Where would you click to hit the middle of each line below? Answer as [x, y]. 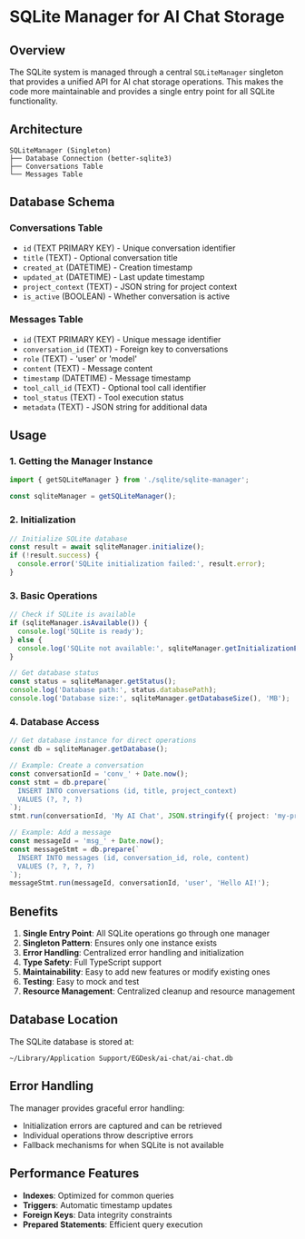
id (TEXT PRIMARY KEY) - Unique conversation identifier [129, 248]
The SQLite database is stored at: [72, 1041]
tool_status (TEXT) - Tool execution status [103, 397]
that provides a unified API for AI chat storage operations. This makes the [147, 82]
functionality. [34, 101]
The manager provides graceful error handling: [97, 1108]
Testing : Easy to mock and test [81, 982]
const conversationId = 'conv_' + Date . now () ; [99, 774]
